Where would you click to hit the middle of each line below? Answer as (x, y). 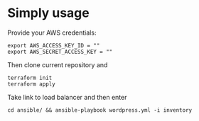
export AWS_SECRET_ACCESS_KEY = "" (60, 52)
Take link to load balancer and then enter (67, 97)
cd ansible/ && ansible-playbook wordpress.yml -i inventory (100, 110)
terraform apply (31, 84)
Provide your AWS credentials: (52, 33)
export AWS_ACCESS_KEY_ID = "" (54, 45)
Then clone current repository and (58, 64)
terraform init (30, 78)
